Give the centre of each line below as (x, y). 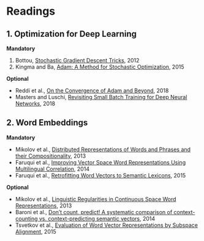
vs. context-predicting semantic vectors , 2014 (97, 218)
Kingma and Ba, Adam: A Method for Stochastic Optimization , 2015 (100, 67)
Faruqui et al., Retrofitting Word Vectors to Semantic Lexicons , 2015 (100, 175)
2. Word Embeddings (47, 123)
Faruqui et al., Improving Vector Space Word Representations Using (100, 162)
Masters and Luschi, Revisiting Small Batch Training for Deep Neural (101, 97)
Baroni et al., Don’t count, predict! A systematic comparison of (94, 212)
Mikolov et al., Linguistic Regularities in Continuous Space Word (96, 199)
